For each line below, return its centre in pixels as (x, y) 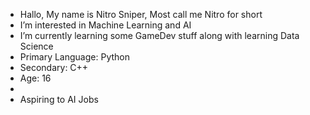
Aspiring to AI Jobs (59, 99)
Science (36, 46)
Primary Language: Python (74, 57)
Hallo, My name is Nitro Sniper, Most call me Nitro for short (141, 14)
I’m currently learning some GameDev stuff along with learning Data (159, 35)
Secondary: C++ (54, 67)
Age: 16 (35, 78)
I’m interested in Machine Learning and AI (105, 25)
